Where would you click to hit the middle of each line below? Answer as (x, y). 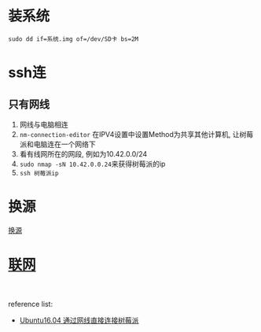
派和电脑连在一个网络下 (57, 144)
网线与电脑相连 (44, 124)
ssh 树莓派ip (39, 173)
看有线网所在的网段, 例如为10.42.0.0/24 (83, 153)
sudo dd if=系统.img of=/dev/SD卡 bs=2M (74, 39)
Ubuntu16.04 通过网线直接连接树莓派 (79, 320)
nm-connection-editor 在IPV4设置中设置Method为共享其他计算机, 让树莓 (136, 134)
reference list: (31, 304)
